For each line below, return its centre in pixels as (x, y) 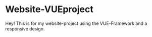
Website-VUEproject (49, 9)
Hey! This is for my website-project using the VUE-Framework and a (76, 23)
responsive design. (25, 28)
